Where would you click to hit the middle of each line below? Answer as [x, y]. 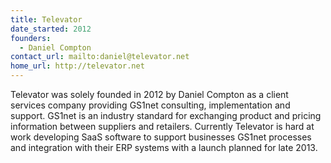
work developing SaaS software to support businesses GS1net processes [161, 137]
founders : [31, 38]
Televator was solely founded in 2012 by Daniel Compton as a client [149, 94]
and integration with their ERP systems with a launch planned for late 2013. [164, 147]
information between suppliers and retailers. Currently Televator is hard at [162, 126]
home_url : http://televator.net [77, 66]
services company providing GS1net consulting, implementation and [150, 105]
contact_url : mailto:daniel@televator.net [100, 57]
